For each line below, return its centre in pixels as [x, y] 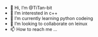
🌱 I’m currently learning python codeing [52, 18]
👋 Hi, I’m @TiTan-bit [31, 8]
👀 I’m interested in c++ [34, 13]
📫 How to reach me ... [34, 29]
